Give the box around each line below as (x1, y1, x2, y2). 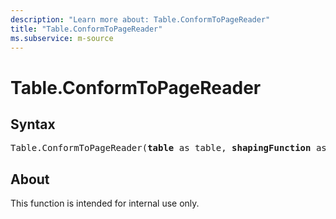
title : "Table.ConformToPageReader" (10, 24, 163, 34)
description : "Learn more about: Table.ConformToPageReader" (10, 14, 271, 25)
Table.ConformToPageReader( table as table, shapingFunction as (10, 142, 327, 154)
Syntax (10, 116, 56, 133)
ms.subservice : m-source (10, 33, 114, 43)
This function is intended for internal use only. (10, 197, 200, 210)
